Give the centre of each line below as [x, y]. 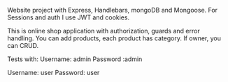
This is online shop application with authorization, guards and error [104, 31]
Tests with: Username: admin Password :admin [75, 59]
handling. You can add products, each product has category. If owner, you [114, 38]
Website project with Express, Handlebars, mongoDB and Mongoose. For [113, 10]
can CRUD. [23, 46]
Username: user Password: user [54, 73]
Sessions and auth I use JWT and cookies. [69, 17]
